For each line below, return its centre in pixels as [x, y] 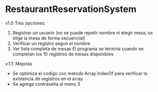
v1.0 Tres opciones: [25, 23]
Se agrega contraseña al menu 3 [46, 84]
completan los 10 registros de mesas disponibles [63, 54]
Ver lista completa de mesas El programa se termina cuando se [78, 48]
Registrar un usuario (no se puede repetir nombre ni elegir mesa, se [83, 32]
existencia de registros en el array [48, 78]
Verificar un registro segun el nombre [51, 43]
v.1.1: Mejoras [19, 63]
